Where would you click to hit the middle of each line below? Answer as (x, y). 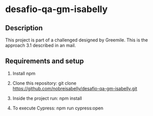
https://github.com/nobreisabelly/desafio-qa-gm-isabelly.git (75, 88)
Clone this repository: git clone (44, 83)
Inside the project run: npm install (47, 98)
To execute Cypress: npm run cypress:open (58, 108)
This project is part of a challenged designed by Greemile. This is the (77, 40)
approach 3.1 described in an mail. (41, 45)
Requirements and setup (45, 61)
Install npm (24, 73)
